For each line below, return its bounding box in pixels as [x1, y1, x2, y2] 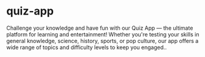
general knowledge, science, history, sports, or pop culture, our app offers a [6, 37, 199, 44]
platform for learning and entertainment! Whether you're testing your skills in [6, 30, 199, 38]
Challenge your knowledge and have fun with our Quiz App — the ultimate [6, 24, 193, 32]
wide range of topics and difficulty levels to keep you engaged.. [6, 44, 167, 51]
